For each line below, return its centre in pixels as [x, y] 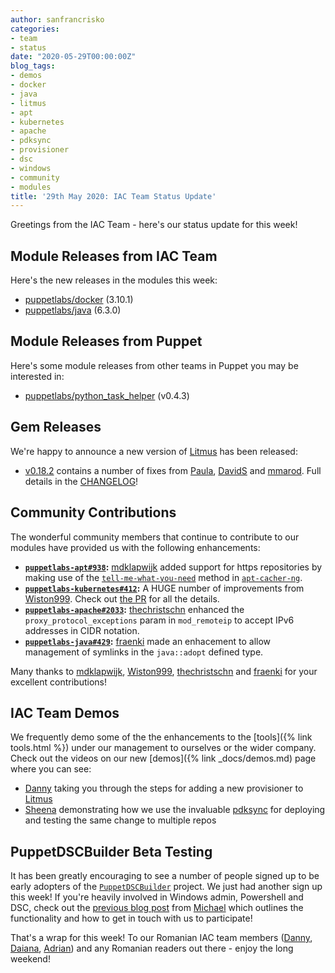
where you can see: [51, 769]
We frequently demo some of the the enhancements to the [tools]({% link [161, 737]
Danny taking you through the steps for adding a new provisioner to [164, 788]
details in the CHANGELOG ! [81, 481]
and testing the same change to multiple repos [120, 820]
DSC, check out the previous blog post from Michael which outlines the [157, 908]
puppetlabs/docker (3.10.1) [79, 300]
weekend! [30, 959]
